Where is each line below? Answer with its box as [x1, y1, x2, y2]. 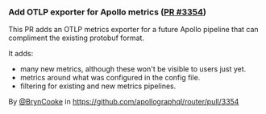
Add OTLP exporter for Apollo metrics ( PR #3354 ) [8, 6, 207, 18]
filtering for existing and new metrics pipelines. [19, 81, 177, 91]
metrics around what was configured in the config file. [19, 73, 201, 83]
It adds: [8, 49, 34, 59]
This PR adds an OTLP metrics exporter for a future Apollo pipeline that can [8, 25, 260, 35]
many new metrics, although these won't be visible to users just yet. [19, 64, 247, 74]
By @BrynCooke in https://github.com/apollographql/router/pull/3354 [8, 97, 239, 107]
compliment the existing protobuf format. [8, 33, 145, 43]
